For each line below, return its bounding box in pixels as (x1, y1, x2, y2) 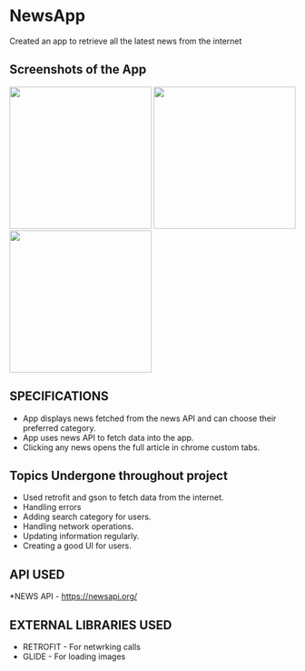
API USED (9, 566, 65, 582)
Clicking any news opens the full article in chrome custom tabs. (22, 442, 261, 453)
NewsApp (9, 5, 86, 26)
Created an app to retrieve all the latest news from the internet (9, 35, 242, 46)
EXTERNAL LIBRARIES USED (9, 617, 172, 633)
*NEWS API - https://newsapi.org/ (9, 591, 138, 602)
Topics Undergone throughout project (9, 467, 229, 483)
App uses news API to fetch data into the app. (22, 432, 194, 443)
